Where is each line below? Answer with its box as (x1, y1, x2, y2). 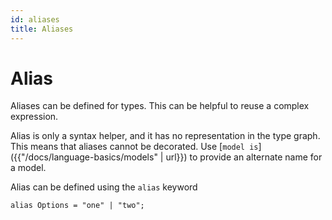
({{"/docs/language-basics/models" (10, 151, 158, 163)
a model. (10, 162, 47, 174)
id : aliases (10, 14, 60, 25)
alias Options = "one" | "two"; (10, 201, 145, 211)
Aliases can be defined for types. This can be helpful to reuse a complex (10, 100, 310, 112)
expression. (10, 111, 59, 123)
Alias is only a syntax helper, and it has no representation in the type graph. (10, 130, 321, 142)
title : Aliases (10, 24, 74, 34)
